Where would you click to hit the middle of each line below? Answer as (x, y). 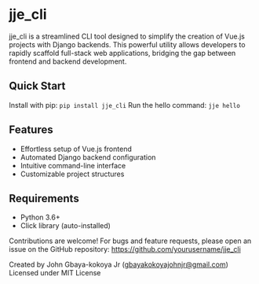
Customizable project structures (72, 174)
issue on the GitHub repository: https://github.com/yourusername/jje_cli (125, 249)
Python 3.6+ (40, 217)
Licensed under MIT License (55, 273)
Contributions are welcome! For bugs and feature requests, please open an (130, 241)
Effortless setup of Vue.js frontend (76, 149)
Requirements (44, 198)
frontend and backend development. (68, 61)
